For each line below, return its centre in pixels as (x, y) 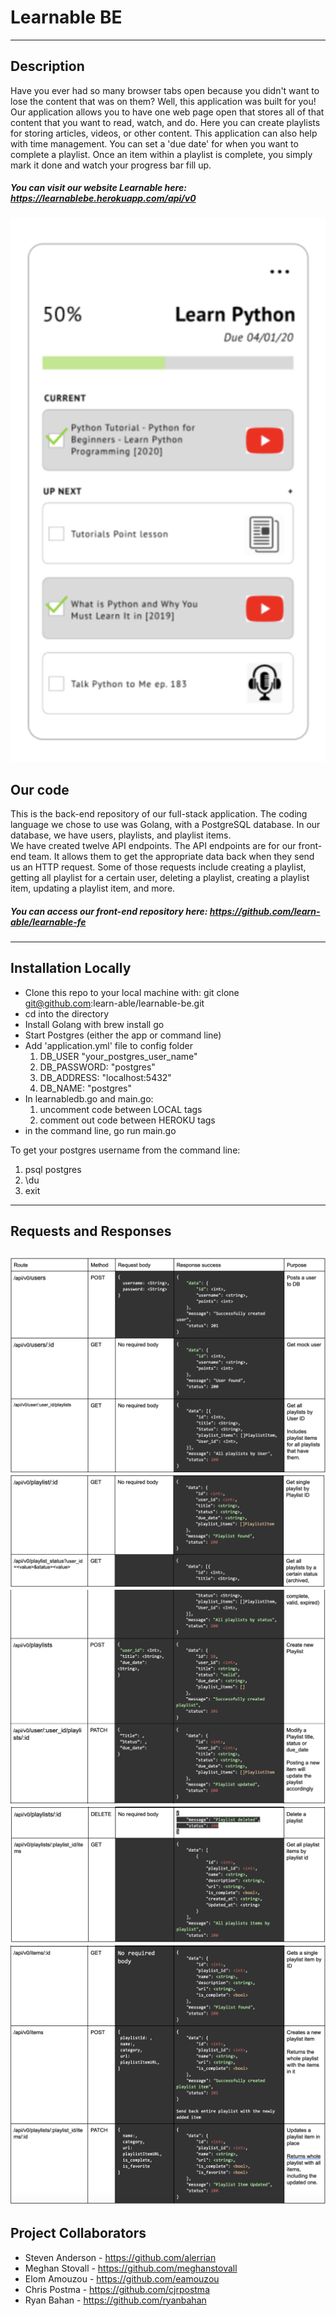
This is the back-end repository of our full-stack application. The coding (159, 814)
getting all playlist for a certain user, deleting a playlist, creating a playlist (160, 878)
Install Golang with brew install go (94, 1024)
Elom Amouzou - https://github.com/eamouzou (122, 2278)
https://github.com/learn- (265, 911)
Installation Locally (71, 968)
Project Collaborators (78, 2233)
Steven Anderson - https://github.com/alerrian (120, 2257)
